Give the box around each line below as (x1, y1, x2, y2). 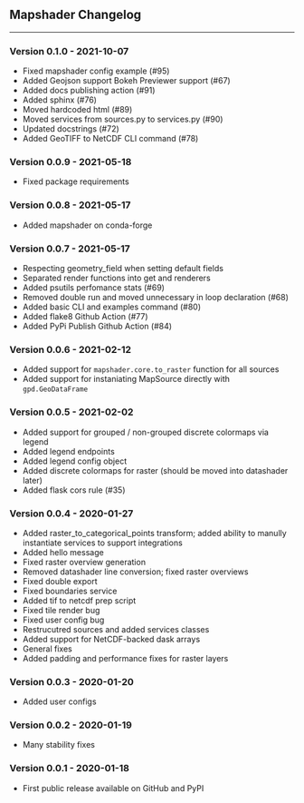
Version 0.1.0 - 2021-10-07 (9, 44, 129, 57)
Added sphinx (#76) (22, 94, 98, 105)
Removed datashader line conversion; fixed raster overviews (22, 566, 249, 577)
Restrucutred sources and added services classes (22, 623, 210, 634)
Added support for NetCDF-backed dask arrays (22, 633, 201, 644)
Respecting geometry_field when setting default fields (22, 263, 224, 273)
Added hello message (22, 546, 104, 557)
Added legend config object (22, 455, 128, 466)
